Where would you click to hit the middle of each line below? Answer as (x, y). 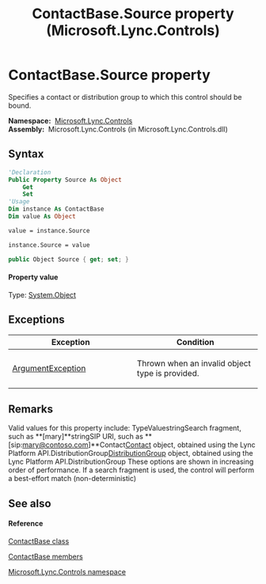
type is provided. (168, 373)
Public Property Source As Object (65, 180)
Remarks (31, 409)
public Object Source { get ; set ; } (68, 259)
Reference (26, 524)
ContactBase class (39, 541)
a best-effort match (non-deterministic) (72, 479)
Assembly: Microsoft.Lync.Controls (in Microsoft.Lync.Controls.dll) (118, 129)
